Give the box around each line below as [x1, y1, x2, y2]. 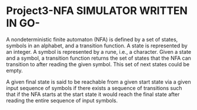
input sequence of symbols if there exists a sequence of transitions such [6, 84, 182, 91]
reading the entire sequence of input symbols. [6, 97, 118, 104]
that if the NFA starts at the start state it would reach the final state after [6, 91, 180, 98]
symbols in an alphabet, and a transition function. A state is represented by [6, 42, 188, 49]
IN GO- [6, 16, 40, 30]
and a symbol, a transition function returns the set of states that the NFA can [6, 54, 191, 61]
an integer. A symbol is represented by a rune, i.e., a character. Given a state [6, 48, 192, 55]
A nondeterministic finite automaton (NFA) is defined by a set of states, [6, 36, 178, 43]
